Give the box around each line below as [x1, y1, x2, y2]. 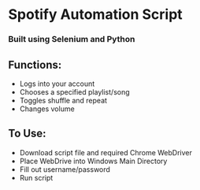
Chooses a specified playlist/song [19, 87, 130, 96]
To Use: [8, 127, 46, 140]
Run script [19, 173, 54, 182]
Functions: [8, 58, 62, 72]
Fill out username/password [19, 164, 110, 174]
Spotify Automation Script [8, 6, 183, 24]
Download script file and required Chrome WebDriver [19, 147, 193, 157]
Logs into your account [19, 79, 95, 88]
